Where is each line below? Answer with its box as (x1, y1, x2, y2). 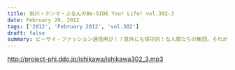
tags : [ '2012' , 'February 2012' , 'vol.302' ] (7, 23, 139, 30)
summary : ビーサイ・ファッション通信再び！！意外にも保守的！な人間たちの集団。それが (7, 36, 229, 43)
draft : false (7, 29, 45, 37)
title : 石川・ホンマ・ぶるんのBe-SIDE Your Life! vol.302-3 (7, 10, 175, 17)
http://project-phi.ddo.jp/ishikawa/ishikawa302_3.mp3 (7, 55, 164, 63)
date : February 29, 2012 (7, 17, 80, 24)
